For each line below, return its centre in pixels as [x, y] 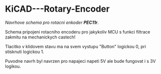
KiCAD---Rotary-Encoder [57, 9]
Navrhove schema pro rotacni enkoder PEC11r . [52, 22]
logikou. [13, 66]
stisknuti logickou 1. [25, 52]
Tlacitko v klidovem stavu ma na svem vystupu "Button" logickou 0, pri [76, 46]
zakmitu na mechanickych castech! [40, 37]
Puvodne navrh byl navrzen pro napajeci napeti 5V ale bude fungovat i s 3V [80, 61]
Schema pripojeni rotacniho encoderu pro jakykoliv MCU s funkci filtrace [78, 32]
